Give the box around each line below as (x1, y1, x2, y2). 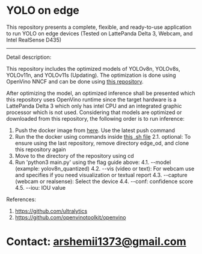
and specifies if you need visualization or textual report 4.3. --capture (14, 171, 188, 178)
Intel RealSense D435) (6, 36, 62, 43)
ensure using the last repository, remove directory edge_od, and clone (14, 139, 189, 147)
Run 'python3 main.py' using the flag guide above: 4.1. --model (14, 159, 171, 166)
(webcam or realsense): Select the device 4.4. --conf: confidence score (14, 178, 194, 185)
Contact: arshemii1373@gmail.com (6, 235, 186, 249)
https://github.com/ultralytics (14, 207, 88, 214)
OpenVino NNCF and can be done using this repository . (6, 77, 144, 85)
